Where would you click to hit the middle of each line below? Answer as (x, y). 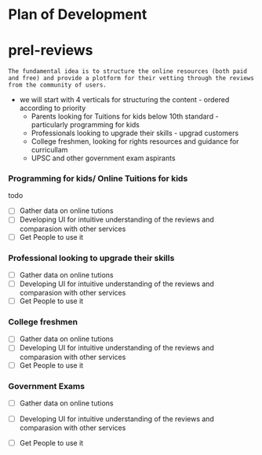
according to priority (53, 108)
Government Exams (46, 386)
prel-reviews (51, 51)
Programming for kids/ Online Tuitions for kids (98, 178)
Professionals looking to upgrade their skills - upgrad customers (135, 133)
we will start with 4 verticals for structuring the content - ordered (124, 100)
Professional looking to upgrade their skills (91, 258)
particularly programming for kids (85, 125)
